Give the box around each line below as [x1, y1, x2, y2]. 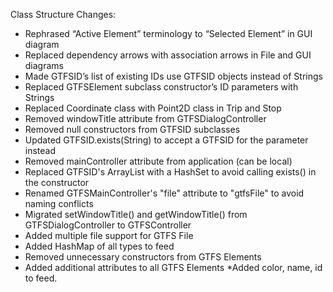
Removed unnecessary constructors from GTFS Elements [24, 251, 262, 263]
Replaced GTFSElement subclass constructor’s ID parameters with [24, 81, 299, 93]
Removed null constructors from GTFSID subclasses [24, 124, 241, 135]
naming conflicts [24, 198, 94, 209]
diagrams [24, 60, 64, 71]
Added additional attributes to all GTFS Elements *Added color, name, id [24, 262, 323, 273]
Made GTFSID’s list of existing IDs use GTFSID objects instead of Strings [24, 70, 323, 82]
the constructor [24, 177, 90, 188]
